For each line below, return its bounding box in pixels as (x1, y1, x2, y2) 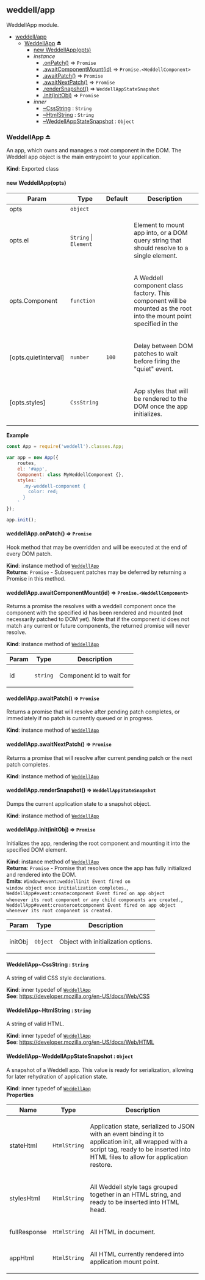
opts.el (9, 236, 29, 245)
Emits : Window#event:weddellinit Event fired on (6, 877, 131, 885)
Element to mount (134, 221, 185, 229)
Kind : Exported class (6, 165, 59, 173)
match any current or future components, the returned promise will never (6, 622, 190, 630)
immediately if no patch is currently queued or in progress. (6, 715, 154, 722)
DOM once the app (134, 402, 188, 411)
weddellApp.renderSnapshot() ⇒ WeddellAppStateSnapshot (6, 786, 156, 794)
